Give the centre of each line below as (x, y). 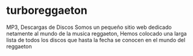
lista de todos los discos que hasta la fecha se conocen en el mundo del (96, 40)
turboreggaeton (47, 11)
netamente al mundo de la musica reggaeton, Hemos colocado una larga (96, 33)
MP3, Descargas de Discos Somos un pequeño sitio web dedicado (89, 27)
